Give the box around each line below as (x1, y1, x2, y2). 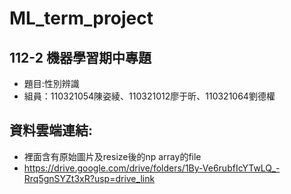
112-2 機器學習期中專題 (9, 49, 152, 66)
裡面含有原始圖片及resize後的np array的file (23, 150, 202, 162)
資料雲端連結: (9, 122, 94, 139)
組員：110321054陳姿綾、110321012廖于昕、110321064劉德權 (23, 90, 276, 102)
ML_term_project (9, 7, 154, 30)
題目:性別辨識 (23, 78, 80, 89)
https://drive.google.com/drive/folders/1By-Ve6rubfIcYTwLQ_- (23, 162, 281, 174)
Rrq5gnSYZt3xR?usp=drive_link (23, 172, 156, 184)
